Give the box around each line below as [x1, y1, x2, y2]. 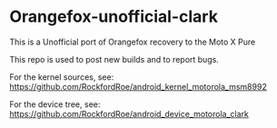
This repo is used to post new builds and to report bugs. [9, 54, 220, 64]
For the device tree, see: [9, 98, 101, 110]
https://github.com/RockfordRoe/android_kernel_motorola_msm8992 [9, 81, 268, 92]
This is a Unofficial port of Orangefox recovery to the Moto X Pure [9, 36, 256, 47]
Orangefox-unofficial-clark [9, 6, 218, 27]
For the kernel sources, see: [9, 71, 114, 83]
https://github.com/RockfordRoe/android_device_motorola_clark [9, 108, 250, 119]
